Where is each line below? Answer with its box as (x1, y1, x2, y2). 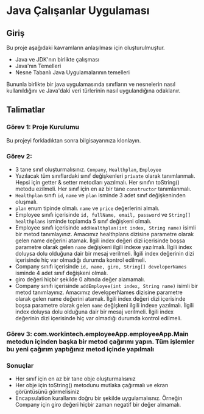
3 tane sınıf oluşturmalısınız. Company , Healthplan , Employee (15, 166, 161, 173)
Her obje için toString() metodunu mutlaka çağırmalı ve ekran (15, 382, 169, 389)
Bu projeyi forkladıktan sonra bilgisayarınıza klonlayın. (6, 136, 141, 144)
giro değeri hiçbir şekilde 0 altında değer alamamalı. (15, 275, 146, 283)
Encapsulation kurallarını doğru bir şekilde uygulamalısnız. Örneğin (15, 395, 183, 402)
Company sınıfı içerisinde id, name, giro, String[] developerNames (15, 262, 187, 270)
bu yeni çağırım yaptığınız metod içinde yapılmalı (6, 345, 154, 353)
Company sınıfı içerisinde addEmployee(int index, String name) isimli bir (15, 282, 199, 289)
